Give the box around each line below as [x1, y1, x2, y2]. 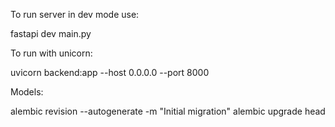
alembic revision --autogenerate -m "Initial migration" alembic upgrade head [10, 105, 326, 117]
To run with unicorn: [10, 47, 93, 59]
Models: [10, 86, 44, 98]
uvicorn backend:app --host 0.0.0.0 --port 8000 [10, 67, 210, 78]
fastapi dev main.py [10, 28, 92, 39]
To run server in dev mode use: [10, 9, 140, 20]
